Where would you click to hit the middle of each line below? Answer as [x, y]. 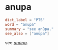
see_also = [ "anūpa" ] [27, 33]
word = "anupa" [21, 24]
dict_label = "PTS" [25, 20]
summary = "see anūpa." [29, 29]
